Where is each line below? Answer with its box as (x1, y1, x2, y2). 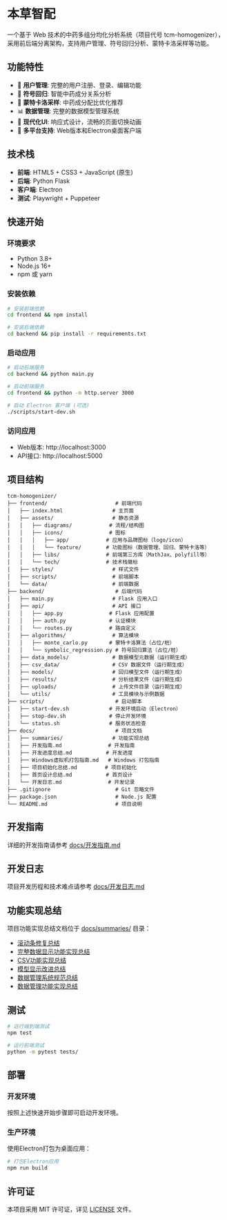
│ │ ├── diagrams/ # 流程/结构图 (7, 522, 145, 529)
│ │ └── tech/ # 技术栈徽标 (7, 559, 138, 565)
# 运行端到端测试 (7, 1023, 50, 1029)
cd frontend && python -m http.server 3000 (7, 389, 135, 396)
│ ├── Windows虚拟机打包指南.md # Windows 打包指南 (7, 757, 160, 764)
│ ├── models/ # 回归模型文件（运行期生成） (7, 668, 186, 675)
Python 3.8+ (17, 255, 53, 263)
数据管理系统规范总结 (17, 974, 78, 982)
